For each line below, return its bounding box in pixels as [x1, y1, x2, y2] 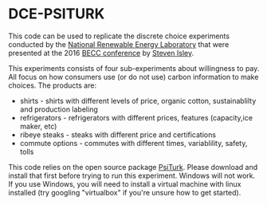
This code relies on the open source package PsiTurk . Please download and [8, 162, 258, 171]
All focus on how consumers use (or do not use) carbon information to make [8, 72, 259, 81]
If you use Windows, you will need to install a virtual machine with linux [8, 179, 241, 188]
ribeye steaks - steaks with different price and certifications [19, 129, 217, 140]
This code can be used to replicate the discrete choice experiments [8, 31, 230, 41]
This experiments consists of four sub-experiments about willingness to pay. [8, 63, 260, 73]
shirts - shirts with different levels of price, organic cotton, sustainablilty [19, 96, 257, 105]
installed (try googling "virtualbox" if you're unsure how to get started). [8, 187, 241, 197]
